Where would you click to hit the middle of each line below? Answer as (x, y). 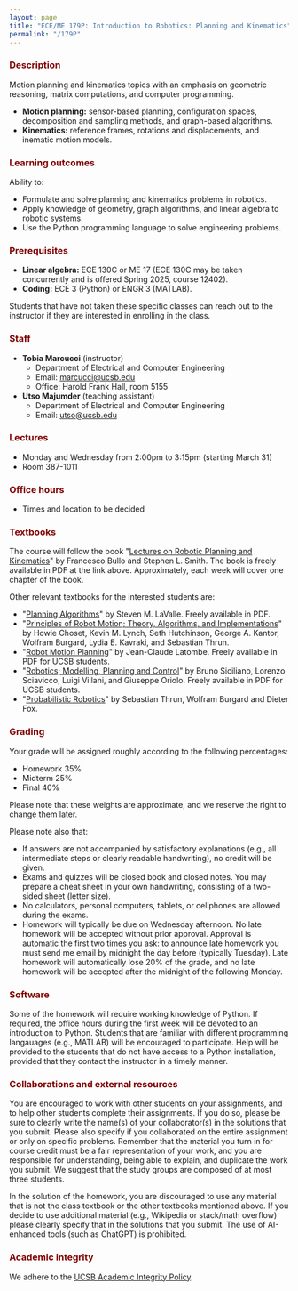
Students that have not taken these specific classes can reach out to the (141, 306)
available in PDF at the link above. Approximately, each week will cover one (146, 570)
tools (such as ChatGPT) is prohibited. (117, 1234)
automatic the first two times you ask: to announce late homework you (150, 943)
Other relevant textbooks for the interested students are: (112, 597)
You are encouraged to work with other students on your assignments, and (146, 1103)
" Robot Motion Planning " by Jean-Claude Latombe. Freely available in (149, 652)
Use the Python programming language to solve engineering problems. (152, 227)
